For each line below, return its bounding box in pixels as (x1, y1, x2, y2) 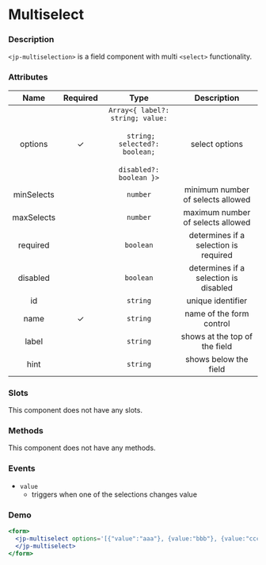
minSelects (13, 189, 55, 200)
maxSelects (12, 212, 56, 223)
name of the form (184, 308, 249, 319)
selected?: (118, 139, 160, 148)
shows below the (185, 353, 249, 364)
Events (8, 463, 36, 474)
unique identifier (186, 295, 248, 306)
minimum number (184, 184, 249, 195)
